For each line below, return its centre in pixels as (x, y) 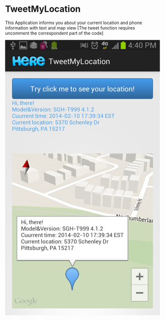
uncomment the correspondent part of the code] (54, 33)
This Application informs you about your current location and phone (74, 23)
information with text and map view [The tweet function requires (70, 28)
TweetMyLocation (43, 9)
